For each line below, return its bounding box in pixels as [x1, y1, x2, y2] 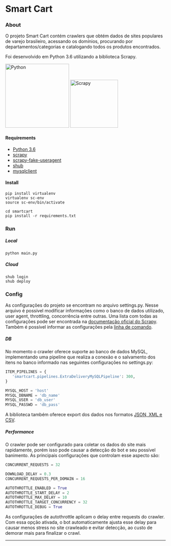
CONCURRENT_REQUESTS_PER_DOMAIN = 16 [5, 476, 85, 481]
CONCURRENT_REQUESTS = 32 [5, 462, 60, 468]
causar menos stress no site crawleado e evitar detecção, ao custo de [5, 525, 153, 531]
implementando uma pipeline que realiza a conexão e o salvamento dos [5, 354, 156, 360]
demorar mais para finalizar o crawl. [5, 530, 81, 536]
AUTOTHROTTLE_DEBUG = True [5, 505, 63, 510]
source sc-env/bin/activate [5, 200, 65, 205]
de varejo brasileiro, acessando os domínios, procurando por [5, 38, 133, 44]
